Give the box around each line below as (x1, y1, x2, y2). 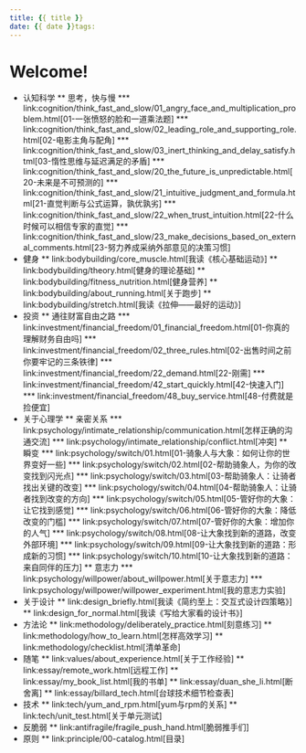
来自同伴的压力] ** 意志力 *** (22, 562, 133, 573)
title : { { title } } (9, 13, 84, 23)
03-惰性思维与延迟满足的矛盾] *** (37, 156, 165, 167)
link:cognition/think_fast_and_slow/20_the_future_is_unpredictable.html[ (22, 166, 293, 177)
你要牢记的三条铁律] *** (22, 356, 112, 367)
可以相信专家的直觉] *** (38, 221, 129, 232)
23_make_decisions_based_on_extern (153, 231, 297, 242)
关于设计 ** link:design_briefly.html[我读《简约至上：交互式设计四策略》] (22, 596, 292, 608)
